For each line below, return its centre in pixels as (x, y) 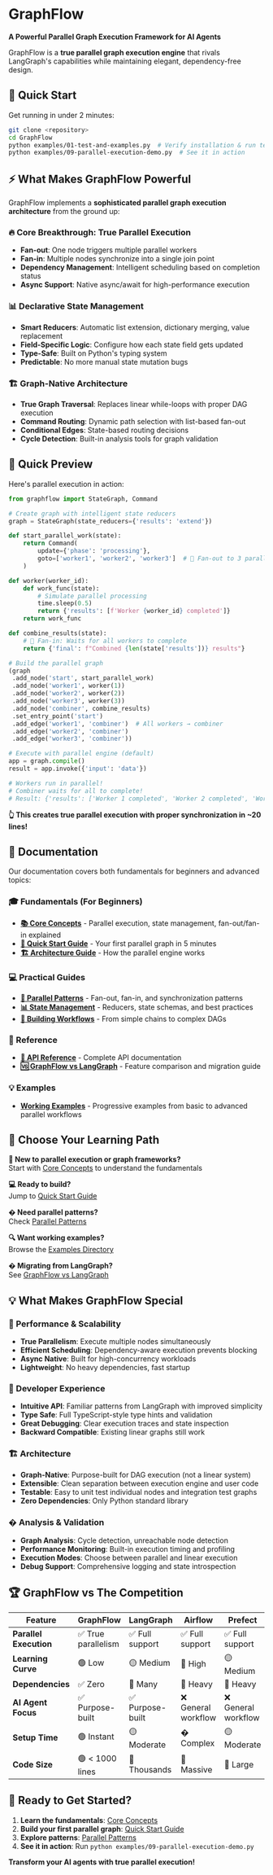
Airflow (199, 1619)
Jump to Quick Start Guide (53, 1196)
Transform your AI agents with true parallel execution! (102, 1862)
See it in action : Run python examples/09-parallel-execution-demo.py (137, 1846)
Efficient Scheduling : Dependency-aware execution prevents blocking (139, 1350)
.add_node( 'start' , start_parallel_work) (83, 678)
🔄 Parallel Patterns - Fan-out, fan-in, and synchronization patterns (132, 997)
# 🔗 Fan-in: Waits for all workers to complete (105, 641)
